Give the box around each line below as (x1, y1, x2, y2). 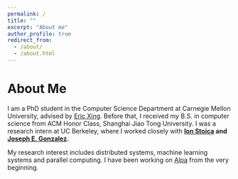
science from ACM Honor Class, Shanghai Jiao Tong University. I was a (7, 119, 217, 128)
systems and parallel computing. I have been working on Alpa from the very (7, 156, 229, 164)
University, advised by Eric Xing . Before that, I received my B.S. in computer (7, 112, 229, 120)
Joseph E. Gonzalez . (7, 134, 70, 143)
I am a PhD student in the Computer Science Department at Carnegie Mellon (7, 104, 231, 112)
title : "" (7, 17, 37, 24)
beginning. (7, 163, 39, 171)
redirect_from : (7, 37, 53, 44)
